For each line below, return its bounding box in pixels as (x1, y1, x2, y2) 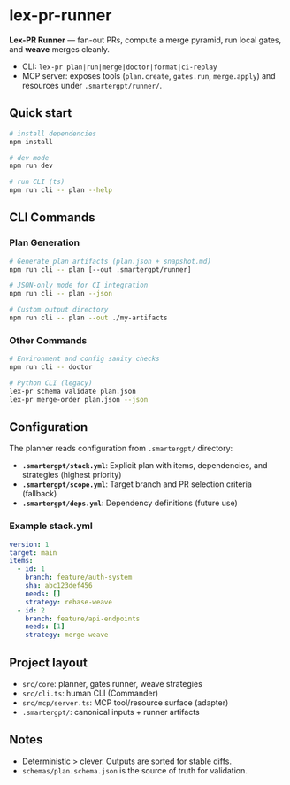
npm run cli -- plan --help (9, 186, 113, 195)
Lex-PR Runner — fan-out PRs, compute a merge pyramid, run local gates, (9, 35, 282, 45)
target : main (9, 548, 57, 558)
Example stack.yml (9, 519, 93, 532)
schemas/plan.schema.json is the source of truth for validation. (21, 765, 248, 775)
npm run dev (9, 161, 53, 171)
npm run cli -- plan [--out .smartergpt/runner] (9, 265, 192, 274)
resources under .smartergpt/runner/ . (21, 80, 163, 90)
